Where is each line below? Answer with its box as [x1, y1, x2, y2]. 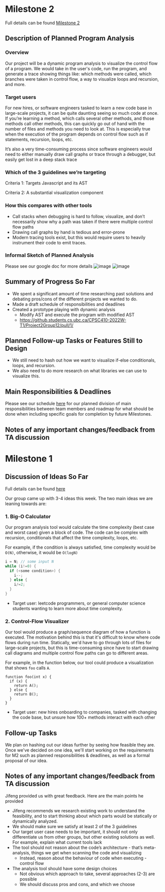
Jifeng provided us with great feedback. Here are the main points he [5, 793, 144, 798]
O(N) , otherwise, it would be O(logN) [5, 549, 78, 555]
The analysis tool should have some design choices [12, 865, 117, 871]
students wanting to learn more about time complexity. [12, 605, 123, 611]
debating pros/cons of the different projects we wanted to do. [12, 296, 138, 302]
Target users [5, 94, 36, 100]
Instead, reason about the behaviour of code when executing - [19, 855, 147, 861]
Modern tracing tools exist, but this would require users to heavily [12, 234, 146, 240]
